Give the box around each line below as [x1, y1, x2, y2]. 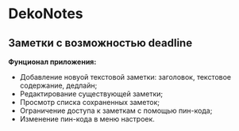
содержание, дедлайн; [19, 80, 98, 90]
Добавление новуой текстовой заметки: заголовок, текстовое [19, 73, 232, 81]
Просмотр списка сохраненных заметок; [19, 98, 160, 107]
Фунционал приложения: [8, 57, 97, 66]
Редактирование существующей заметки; [19, 89, 164, 99]
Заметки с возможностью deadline [8, 36, 193, 50]
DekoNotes [8, 5, 83, 23]
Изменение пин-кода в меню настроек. [19, 114, 155, 123]
